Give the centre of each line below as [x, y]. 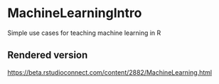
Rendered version [48, 55]
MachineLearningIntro [75, 13]
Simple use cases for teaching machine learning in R [84, 33]
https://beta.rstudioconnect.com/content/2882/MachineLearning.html [109, 72]
